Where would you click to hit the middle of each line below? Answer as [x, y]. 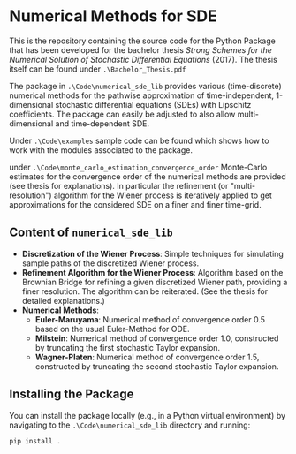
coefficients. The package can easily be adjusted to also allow [122, 114]
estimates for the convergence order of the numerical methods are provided [148, 176]
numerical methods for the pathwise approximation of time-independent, [142, 95]
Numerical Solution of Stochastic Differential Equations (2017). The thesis [144, 59]
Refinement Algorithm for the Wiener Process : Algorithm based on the [152, 272]
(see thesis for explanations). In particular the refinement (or [119, 185]
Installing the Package [72, 394]
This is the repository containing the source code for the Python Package [142, 41]
